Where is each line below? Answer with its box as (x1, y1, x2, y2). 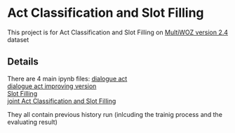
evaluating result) (7, 118, 58, 126)
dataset (7, 35, 29, 43)
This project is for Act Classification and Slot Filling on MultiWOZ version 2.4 (7, 28, 229, 36)
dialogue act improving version (7, 82, 97, 90)
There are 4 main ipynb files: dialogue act (7, 74, 128, 83)
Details (7, 56, 39, 68)
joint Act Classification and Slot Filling (7, 97, 116, 105)
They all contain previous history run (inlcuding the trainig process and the (7, 110, 223, 118)
